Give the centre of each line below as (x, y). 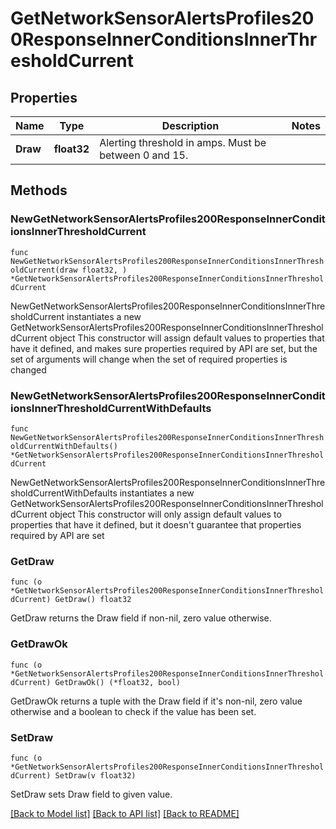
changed (28, 369)
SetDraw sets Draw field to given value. (91, 794)
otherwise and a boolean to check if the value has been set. (133, 711)
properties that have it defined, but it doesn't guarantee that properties (156, 524)
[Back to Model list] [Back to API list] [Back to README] (125, 813)
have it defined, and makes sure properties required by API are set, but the (164, 348)
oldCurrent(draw (44, 270)
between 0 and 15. (144, 155)
